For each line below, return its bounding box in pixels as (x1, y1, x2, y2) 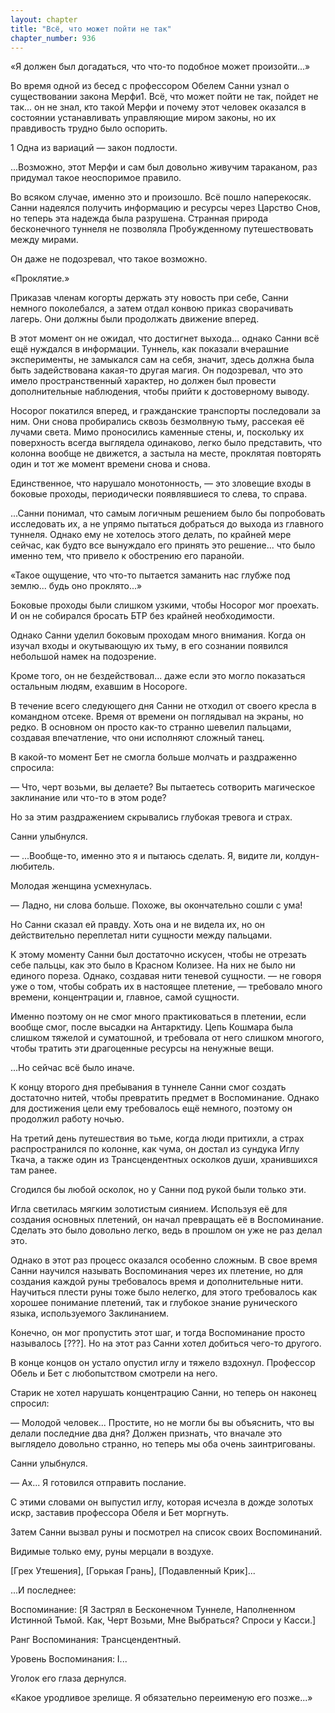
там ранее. (10, 1164, 58, 1176)
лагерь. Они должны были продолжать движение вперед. (10, 313, 260, 325)
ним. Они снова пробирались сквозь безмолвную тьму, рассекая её (10, 416, 305, 428)
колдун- (284, 850, 320, 862)
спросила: (10, 762, 55, 774)
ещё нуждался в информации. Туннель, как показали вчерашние (10, 343, 290, 355)
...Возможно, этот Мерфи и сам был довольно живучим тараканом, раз (10, 161, 318, 173)
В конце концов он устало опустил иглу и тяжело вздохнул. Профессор (10, 1357, 316, 1369)
